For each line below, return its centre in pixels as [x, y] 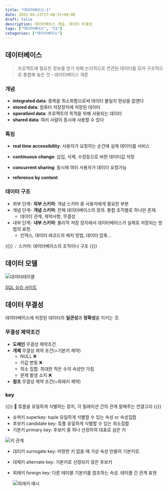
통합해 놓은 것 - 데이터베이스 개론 [56, 74]
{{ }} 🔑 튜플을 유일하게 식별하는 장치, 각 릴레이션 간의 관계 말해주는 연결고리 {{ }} [83, 406]
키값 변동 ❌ [31, 362]
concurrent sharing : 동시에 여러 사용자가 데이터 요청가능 [70, 168]
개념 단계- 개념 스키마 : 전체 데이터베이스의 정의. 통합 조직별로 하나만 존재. [85, 210]
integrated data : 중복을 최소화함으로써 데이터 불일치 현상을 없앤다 [78, 101]
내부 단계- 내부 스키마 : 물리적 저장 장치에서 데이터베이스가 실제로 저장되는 [85, 222]
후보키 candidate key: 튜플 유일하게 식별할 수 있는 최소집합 [71, 423]
